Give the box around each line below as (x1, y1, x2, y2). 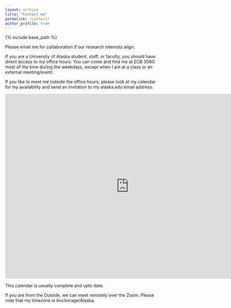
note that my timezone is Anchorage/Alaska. (5, 298, 95, 304)
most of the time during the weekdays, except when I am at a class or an (5, 64, 153, 70)
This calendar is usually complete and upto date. (5, 283, 104, 289)
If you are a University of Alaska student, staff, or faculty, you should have (5, 54, 155, 60)
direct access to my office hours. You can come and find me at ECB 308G (5, 59, 155, 65)
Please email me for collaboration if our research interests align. (5, 44, 135, 50)
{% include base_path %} (5, 34, 57, 40)
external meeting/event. (5, 69, 54, 75)
